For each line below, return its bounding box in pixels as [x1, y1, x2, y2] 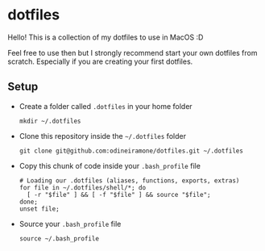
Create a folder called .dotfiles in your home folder [19, 101, 193, 111]
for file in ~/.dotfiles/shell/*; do [19, 183, 147, 191]
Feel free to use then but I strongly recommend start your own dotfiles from [7, 48, 258, 57]
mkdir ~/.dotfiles [19, 117, 81, 125]
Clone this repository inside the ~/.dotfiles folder [19, 131, 187, 140]
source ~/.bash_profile [19, 234, 100, 243]
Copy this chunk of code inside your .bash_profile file [19, 161, 201, 170]
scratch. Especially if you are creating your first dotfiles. [7, 56, 193, 66]
